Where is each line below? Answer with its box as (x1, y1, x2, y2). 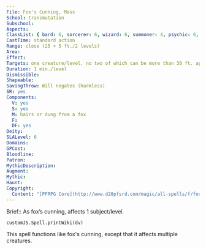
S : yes (12, 105, 29, 112)
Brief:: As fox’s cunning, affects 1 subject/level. (6, 207, 124, 215)
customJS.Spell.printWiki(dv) (6, 220, 84, 226)
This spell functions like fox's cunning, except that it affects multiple (6, 230, 178, 237)
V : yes (12, 100, 29, 106)
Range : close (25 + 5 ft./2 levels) (6, 43, 100, 50)
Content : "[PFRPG (12, 191, 56, 197)
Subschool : (6, 20, 34, 26)
